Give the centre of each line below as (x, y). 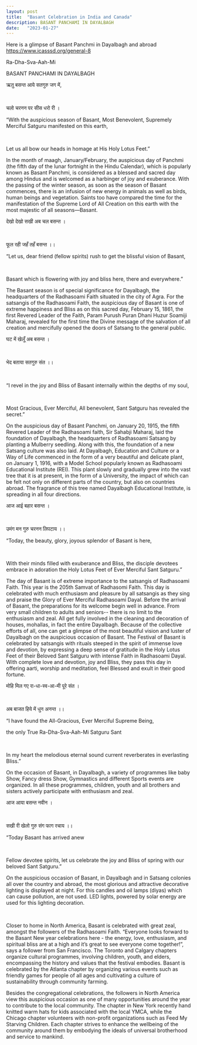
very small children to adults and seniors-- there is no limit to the (84, 612)
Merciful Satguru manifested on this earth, (57, 126)
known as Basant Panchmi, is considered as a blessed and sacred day (91, 173)
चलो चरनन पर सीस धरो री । (33, 108)
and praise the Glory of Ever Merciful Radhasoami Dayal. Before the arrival (96, 600)
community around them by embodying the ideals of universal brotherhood (97, 1030)
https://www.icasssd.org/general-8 (48, 51)
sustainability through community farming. (57, 982)
